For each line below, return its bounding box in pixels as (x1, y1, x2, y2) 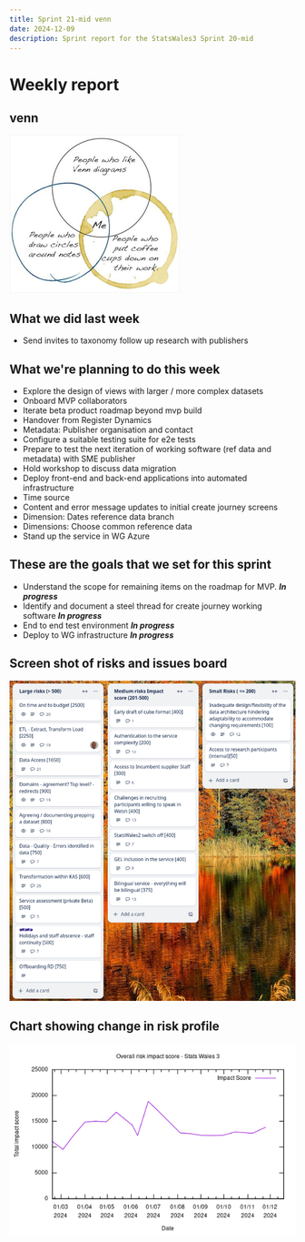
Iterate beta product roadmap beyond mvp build (22, 405, 202, 416)
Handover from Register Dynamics (22, 415, 152, 425)
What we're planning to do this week (9, 361, 221, 377)
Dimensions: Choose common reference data (22, 521, 192, 531)
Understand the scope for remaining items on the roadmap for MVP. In (22, 581, 287, 591)
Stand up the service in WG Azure (22, 530, 150, 541)
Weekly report (9, 74, 120, 95)
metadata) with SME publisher (22, 453, 136, 464)
